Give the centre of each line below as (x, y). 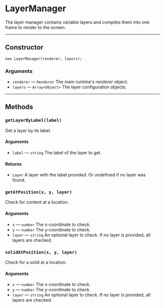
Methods (19, 107)
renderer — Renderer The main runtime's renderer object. (70, 82)
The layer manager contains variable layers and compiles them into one (77, 22)
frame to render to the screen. (36, 27)
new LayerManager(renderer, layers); (44, 59)
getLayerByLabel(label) (34, 120)
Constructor (24, 47)
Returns (14, 164)
